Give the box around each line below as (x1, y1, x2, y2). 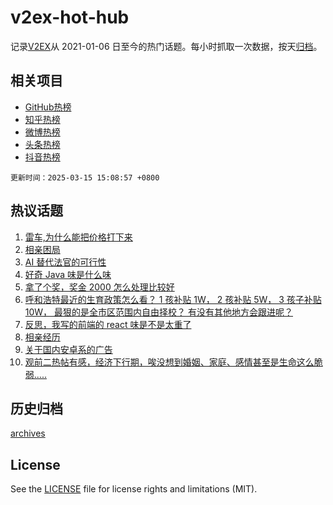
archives (10, 427, 46, 440)
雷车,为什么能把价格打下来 (24, 231, 133, 243)
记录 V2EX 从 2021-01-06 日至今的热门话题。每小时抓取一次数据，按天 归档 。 (10, 40, 323, 52)
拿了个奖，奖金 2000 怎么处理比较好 (24, 281, 175, 293)
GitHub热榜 (24, 101, 72, 113)
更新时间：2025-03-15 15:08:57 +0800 (10, 172, 160, 183)
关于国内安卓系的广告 (24, 343, 113, 355)
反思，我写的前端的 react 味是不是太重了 (24, 318, 192, 330)
